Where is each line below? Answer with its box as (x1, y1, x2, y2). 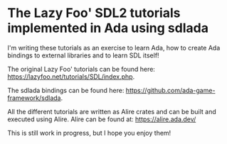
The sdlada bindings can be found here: (7, 86, 125, 94)
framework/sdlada (7, 94, 61, 102)
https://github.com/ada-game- (125, 86, 216, 94)
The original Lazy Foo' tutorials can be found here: (7, 65, 155, 73)
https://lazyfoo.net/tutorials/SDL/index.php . (7, 72, 135, 81)
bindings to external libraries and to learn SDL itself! (7, 51, 159, 60)
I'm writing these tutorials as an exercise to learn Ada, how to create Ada (7, 43, 221, 52)
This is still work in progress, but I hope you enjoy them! (7, 128, 171, 137)
